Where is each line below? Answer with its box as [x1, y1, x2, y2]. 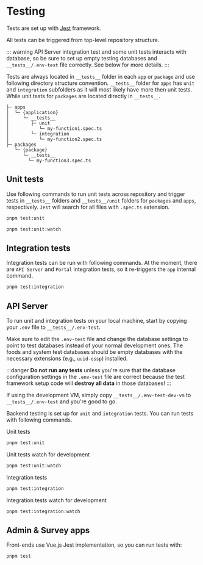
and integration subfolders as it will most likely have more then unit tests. [6, 85, 193, 93]
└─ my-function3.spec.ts [28, 157, 91, 164]
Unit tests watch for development [6, 450, 90, 458]
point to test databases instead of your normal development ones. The [6, 342, 183, 349]
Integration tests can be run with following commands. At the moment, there [6, 259, 198, 267]
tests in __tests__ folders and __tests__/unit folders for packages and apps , [6, 196, 196, 204]
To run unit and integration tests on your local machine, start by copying [6, 317, 187, 324]
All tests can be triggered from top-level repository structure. [6, 36, 160, 43]
